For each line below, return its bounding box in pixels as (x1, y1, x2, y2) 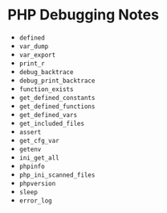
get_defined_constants (18, 94, 96, 102)
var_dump (18, 42, 49, 50)
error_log (18, 196, 53, 205)
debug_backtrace (18, 68, 74, 76)
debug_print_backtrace (18, 77, 96, 85)
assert (18, 127, 42, 136)
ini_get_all (18, 153, 59, 162)
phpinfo (18, 162, 45, 170)
